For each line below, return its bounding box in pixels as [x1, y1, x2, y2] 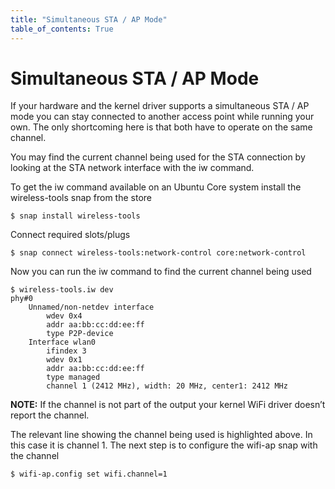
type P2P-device [46, 329, 114, 339]
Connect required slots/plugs [10, 229, 131, 241]
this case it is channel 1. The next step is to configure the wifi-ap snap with [10, 439, 318, 451]
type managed [46, 372, 101, 383]
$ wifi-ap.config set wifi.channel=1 [10, 469, 168, 480]
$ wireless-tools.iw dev [10, 285, 114, 295]
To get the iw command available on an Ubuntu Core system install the [10, 181, 302, 193]
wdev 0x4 [46, 311, 83, 321]
